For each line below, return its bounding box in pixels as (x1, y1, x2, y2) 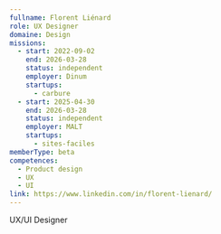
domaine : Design (9, 30, 71, 39)
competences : (9, 155, 59, 165)
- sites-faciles (33, 139, 95, 148)
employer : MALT (25, 123, 83, 132)
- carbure (33, 89, 71, 98)
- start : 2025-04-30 (17, 97, 95, 107)
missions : (9, 38, 47, 48)
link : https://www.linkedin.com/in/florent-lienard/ (9, 190, 213, 199)
